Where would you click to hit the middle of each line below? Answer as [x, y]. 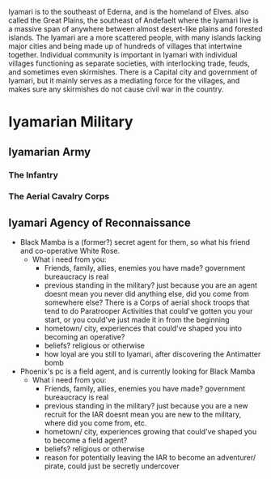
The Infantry [34, 175]
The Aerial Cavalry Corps [59, 196]
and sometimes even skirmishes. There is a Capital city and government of [133, 72]
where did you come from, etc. [95, 423]
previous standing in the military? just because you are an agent [150, 285]
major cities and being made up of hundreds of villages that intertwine [125, 46]
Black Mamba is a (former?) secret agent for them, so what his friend [135, 242]
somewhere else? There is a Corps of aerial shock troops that [147, 302]
